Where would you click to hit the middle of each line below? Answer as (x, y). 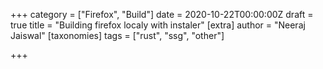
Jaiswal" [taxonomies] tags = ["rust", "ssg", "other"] (117, 35)
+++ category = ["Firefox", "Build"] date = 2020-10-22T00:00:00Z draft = (162, 14)
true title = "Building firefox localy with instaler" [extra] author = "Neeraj (158, 25)
